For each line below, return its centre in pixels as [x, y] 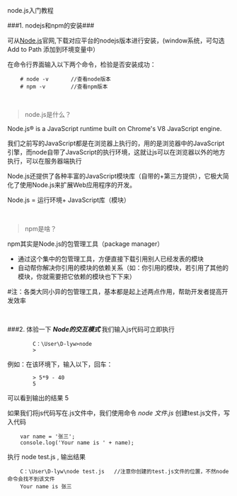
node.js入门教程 [31, 10]
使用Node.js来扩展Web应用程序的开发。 [78, 185]
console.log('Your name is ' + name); [77, 443]
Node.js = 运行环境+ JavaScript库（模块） [69, 200]
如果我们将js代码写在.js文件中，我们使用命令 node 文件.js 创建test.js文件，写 [118, 413]
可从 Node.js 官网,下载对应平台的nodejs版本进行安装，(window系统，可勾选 [116, 40]
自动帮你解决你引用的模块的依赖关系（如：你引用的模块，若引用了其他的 [123, 267]
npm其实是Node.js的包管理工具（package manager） [86, 244]
